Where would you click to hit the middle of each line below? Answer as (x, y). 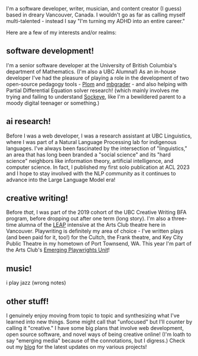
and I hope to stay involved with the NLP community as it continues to (91, 173)
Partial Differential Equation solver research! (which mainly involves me (92, 90)
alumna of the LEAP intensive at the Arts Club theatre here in (92, 225)
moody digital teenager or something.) (53, 103)
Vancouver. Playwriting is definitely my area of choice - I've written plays (95, 231)
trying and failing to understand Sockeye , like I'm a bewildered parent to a (96, 96)
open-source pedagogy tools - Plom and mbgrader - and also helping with (97, 84)
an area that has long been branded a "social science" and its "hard (89, 154)
